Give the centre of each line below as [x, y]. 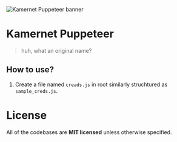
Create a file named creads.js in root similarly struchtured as [91, 84]
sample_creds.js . [36, 90]
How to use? [30, 70]
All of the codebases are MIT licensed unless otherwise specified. [89, 132]
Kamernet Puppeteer [60, 34]
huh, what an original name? [56, 50]
